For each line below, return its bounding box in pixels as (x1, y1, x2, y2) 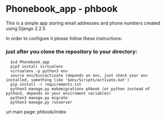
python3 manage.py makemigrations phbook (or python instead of (10, 86, 150, 92)
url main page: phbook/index (6, 109, 66, 115)
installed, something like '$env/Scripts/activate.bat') (6, 78, 130, 83)
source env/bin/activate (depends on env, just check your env (10, 73, 148, 78)
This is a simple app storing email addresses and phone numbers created (6, 20, 160, 26)
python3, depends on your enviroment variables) (6, 91, 111, 96)
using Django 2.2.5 (6, 25, 45, 31)
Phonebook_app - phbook (6, 3, 118, 15)
